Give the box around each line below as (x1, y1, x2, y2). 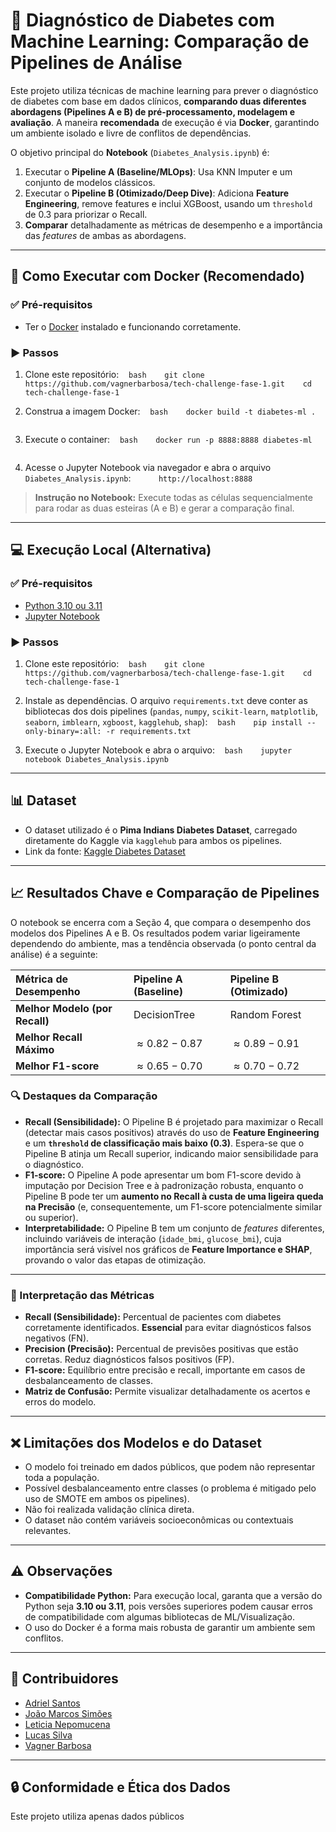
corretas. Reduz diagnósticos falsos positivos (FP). (24, 1354, 235, 1366)
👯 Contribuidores (10, 1670, 119, 1688)
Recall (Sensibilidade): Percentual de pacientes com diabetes (24, 1311, 282, 1323)
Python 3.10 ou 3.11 (24, 599, 103, 611)
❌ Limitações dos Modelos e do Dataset (10, 1434, 263, 1451)
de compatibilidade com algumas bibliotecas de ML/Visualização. (24, 1610, 295, 1623)
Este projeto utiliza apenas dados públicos (10, 1810, 185, 1823)
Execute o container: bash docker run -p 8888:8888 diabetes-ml (24, 433, 313, 445)
